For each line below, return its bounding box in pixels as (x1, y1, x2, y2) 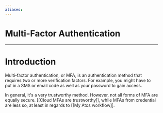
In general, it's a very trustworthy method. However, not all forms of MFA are (5, 92, 158, 97)
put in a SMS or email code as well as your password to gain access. (5, 82, 142, 88)
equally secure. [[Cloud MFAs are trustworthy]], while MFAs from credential (5, 97, 156, 103)
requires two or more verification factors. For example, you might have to (5, 77, 151, 83)
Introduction (5, 56, 56, 67)
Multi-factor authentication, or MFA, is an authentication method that (5, 72, 142, 78)
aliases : (5, 7, 23, 12)
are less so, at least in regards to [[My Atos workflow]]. (5, 102, 115, 108)
